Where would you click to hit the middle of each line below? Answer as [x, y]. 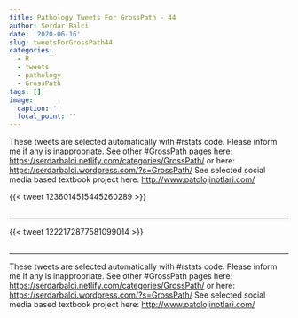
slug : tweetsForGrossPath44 [61, 42]
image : [21, 100]
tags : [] [25, 91]
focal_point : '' [47, 116]
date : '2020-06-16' [45, 34]
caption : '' [39, 108]
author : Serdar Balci [49, 26]
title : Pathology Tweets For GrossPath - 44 [93, 17]
